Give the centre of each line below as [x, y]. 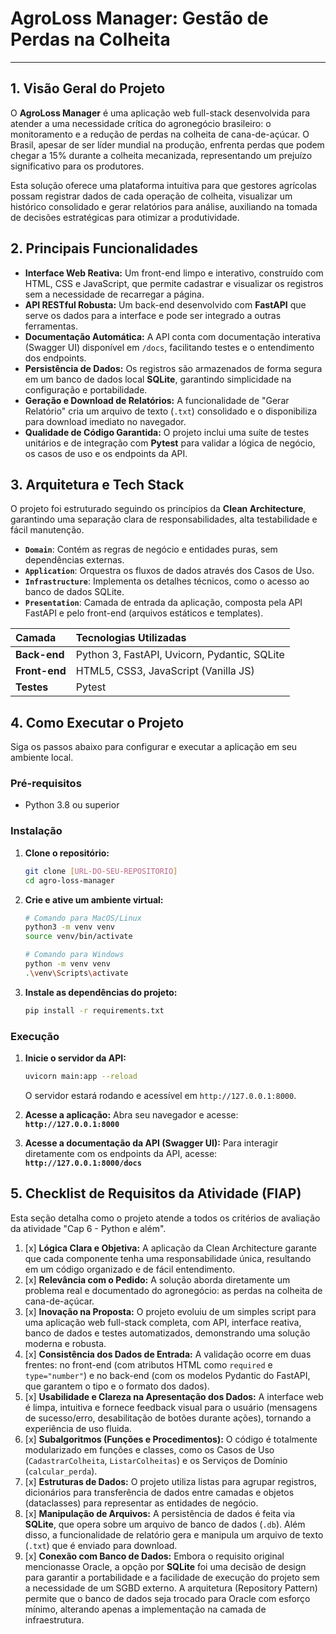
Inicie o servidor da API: [75, 1058]
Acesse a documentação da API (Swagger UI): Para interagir [151, 1143]
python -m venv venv [67, 964]
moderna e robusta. [65, 1343]
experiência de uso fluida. [78, 1428]
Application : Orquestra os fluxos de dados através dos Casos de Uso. [169, 571]
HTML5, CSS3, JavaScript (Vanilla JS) [165, 671]
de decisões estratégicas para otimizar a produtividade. [125, 217]
